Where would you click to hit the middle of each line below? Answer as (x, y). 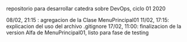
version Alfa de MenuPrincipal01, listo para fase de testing (77, 33)
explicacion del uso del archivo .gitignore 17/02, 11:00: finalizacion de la (94, 26)
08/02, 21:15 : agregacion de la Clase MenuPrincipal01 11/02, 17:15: (88, 20)
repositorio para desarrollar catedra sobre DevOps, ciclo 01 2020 (86, 9)
